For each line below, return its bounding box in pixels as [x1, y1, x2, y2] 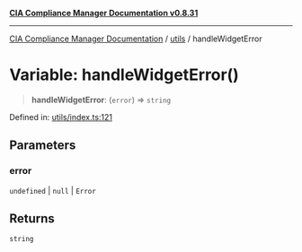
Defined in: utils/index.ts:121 [9, 111, 113, 122]
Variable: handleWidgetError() [9, 65, 240, 85]
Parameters [9, 138, 76, 153]
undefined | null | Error [9, 185, 96, 196]
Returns [9, 211, 56, 227]
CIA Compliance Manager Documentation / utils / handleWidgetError [9, 33, 262, 44]
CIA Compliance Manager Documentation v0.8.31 [9, 8, 199, 18]
